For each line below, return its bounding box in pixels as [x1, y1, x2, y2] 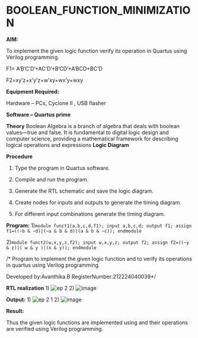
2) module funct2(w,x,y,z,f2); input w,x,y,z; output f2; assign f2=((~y [6, 238, 190, 245]
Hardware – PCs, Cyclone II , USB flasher [6, 99, 107, 107]
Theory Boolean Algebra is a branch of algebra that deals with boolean [6, 122, 180, 129]
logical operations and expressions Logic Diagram [6, 141, 129, 148]
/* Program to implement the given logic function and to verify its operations [6, 255, 193, 262]
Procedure [6, 152, 33, 160]
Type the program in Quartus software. [14, 164, 110, 171]
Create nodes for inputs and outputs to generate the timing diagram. [14, 199, 182, 206]
